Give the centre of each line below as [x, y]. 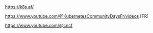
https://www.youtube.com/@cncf [39, 25]
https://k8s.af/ [19, 7]
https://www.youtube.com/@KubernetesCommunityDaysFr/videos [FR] [77, 16]
